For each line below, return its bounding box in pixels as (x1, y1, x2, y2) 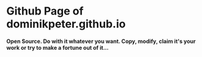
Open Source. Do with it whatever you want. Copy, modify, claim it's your (6, 38, 196, 45)
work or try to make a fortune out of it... (6, 44, 109, 51)
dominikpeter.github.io (6, 17, 126, 31)
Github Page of (6, 4, 84, 18)
